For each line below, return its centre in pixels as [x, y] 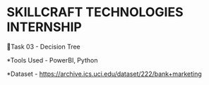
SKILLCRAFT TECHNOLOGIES [95, 12]
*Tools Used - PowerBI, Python [52, 60]
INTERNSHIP [44, 27]
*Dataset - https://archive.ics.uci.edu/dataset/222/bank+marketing [104, 74]
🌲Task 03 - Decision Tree [43, 46]
